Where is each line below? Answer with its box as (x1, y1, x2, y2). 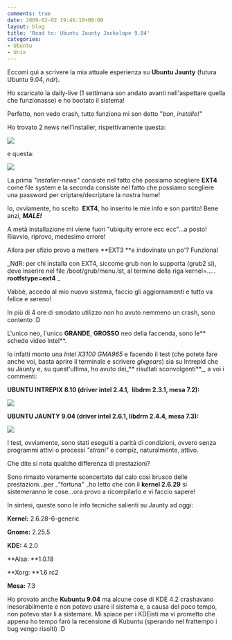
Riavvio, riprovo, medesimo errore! (7, 232, 106, 240)
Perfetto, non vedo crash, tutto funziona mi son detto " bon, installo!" (7, 109, 202, 118)
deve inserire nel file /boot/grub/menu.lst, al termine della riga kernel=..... (7, 267, 216, 275)
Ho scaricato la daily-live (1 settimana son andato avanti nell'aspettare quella (7, 88, 226, 97)
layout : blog (7, 23, 45, 30)
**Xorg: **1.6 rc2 (7, 568, 59, 576)
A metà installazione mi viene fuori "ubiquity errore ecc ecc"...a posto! (7, 225, 207, 233)
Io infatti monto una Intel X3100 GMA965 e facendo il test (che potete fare (7, 350, 218, 358)
